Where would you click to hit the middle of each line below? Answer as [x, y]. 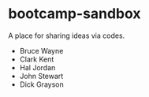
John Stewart [41, 76]
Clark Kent [37, 59]
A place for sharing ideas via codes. [67, 35]
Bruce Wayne [41, 50]
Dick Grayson [42, 84]
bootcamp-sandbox [74, 14]
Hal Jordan [37, 67]
